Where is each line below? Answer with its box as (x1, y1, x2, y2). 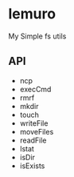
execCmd (19, 84, 52, 94)
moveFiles (19, 127, 54, 136)
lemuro (8, 5, 56, 23)
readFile (19, 135, 47, 145)
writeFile (19, 118, 49, 128)
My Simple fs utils (8, 31, 67, 41)
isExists (19, 161, 45, 171)
